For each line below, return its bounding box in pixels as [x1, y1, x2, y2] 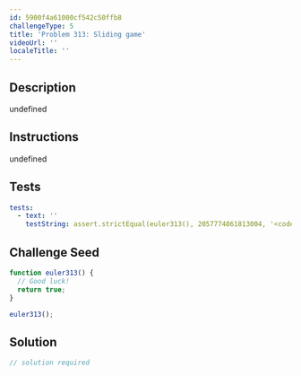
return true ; [17, 284, 66, 294]
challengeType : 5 [9, 22, 74, 31]
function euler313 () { [9, 268, 94, 277]
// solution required [9, 358, 90, 368]
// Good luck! [17, 276, 70, 285]
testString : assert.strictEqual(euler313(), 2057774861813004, [25, 220, 267, 229]
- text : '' [17, 212, 58, 221]
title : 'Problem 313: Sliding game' [9, 30, 146, 39]
